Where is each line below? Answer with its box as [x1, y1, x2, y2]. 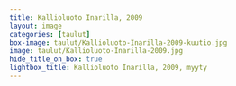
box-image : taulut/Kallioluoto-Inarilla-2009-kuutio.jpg [9, 38, 228, 47]
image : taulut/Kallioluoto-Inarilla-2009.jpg [9, 47, 183, 56]
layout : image [9, 21, 63, 30]
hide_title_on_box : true [9, 55, 103, 64]
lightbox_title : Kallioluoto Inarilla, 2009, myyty [9, 64, 207, 73]
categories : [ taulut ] [9, 30, 91, 39]
